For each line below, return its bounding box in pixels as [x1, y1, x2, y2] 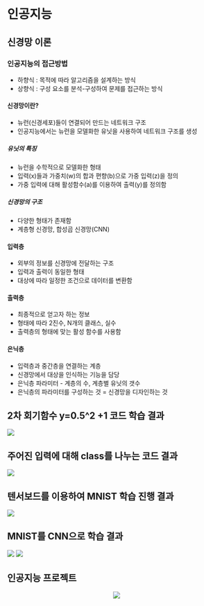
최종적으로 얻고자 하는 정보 [17, 310, 90, 319]
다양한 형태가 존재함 [17, 217, 71, 225]
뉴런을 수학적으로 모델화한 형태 [17, 163, 101, 171]
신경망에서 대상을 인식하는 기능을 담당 [17, 370, 120, 378]
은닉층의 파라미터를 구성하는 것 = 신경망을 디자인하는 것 [17, 387, 168, 396]
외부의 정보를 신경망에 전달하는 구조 [17, 259, 114, 267]
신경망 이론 [7, 36, 52, 48]
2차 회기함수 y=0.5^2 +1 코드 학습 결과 [7, 410, 164, 422]
